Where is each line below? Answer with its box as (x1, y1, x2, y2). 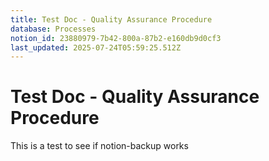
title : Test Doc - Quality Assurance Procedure (10, 14, 213, 25)
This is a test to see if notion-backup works (10, 140, 189, 152)
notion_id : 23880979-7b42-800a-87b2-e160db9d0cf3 (10, 33, 222, 43)
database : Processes (10, 24, 97, 34)
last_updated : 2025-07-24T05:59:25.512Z (10, 42, 182, 53)
